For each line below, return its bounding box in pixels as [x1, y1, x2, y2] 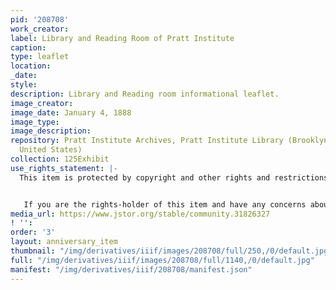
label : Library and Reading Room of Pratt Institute [10, 33, 235, 43]
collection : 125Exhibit [10, 154, 110, 164]
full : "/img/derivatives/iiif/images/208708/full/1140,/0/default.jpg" [10, 255, 315, 265]
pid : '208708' [10, 14, 70, 25]
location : [10, 61, 52, 71]
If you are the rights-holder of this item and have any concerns [23, 199, 307, 210]
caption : [10, 42, 47, 53]
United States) [19, 145, 83, 155]
